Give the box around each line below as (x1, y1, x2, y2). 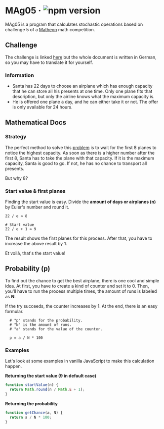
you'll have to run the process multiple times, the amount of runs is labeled (5, 288, 157, 294)
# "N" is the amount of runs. (9, 322, 72, 327)
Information (5, 72, 34, 79)
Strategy (5, 133, 27, 140)
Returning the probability (5, 400, 58, 406)
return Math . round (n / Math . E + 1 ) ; (9, 387, 85, 392)
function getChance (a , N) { (5, 410, 63, 415)
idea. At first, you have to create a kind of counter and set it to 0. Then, (5, 283, 149, 289)
